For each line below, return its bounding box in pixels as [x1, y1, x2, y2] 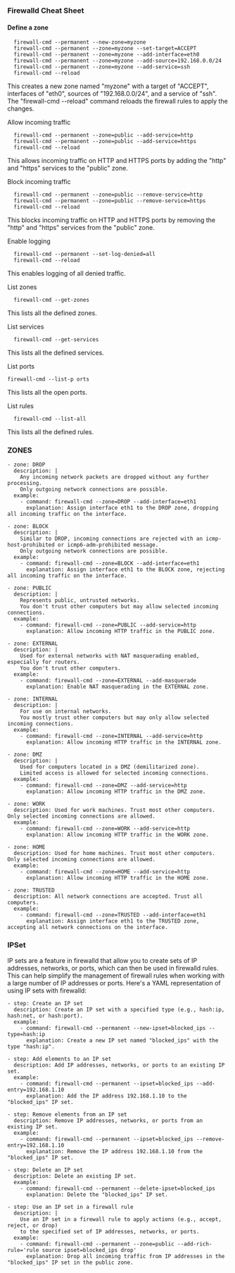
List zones [7, 283, 37, 291]
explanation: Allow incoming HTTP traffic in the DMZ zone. [25, 788, 206, 795]
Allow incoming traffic [7, 118, 71, 127]
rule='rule [7, 1246, 39, 1253]
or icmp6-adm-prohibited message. [57, 541, 159, 548]
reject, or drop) [7, 1222, 58, 1229]
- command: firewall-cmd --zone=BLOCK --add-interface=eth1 [20, 560, 200, 567]
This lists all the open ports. [7, 388, 88, 397]
